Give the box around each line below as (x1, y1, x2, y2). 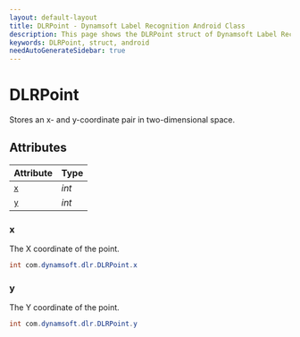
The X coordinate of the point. (9, 243, 121, 255)
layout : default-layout (9, 13, 98, 22)
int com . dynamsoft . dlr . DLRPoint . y (9, 319, 138, 329)
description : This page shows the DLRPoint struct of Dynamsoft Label (9, 29, 278, 38)
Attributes (9, 140, 67, 156)
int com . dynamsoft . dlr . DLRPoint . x (9, 261, 138, 270)
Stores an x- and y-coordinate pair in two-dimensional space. (9, 114, 236, 125)
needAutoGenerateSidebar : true (9, 46, 126, 55)
